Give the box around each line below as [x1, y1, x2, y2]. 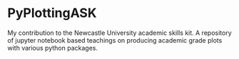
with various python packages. [7, 43, 98, 52]
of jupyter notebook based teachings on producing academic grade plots [7, 36, 223, 44]
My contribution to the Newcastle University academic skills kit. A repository [7, 28, 232, 37]
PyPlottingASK [7, 5, 97, 21]
